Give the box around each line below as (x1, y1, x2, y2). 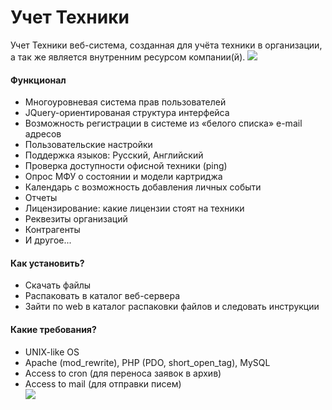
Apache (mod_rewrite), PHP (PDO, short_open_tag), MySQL (24, 356, 271, 368)
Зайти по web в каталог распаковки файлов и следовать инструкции (24, 301, 320, 313)
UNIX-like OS (24, 346, 80, 358)
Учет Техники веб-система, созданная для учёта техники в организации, (10, 39, 323, 51)
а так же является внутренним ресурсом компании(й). (10, 51, 246, 63)
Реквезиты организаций (24, 213, 128, 225)
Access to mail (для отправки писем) (24, 377, 182, 390)
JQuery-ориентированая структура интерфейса (24, 107, 230, 119)
